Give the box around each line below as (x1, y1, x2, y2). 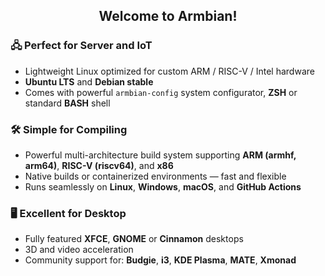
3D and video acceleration (24, 244, 134, 256)
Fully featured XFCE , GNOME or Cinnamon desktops (24, 233, 244, 245)
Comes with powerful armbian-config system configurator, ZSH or (24, 86, 298, 98)
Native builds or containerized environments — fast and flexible (24, 170, 287, 182)
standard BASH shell (24, 97, 111, 109)
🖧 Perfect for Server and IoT (10, 39, 153, 53)
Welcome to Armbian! (98, 8, 238, 25)
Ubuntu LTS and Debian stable (24, 75, 154, 88)
